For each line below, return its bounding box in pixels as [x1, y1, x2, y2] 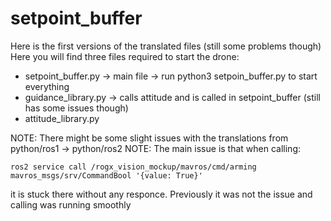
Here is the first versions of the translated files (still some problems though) [10, 40, 322, 52]
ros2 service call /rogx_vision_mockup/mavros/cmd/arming [10, 162, 257, 172]
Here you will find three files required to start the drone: [10, 50, 240, 62]
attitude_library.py [24, 112, 100, 124]
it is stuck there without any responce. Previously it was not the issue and [10, 188, 313, 200]
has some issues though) [24, 102, 129, 114]
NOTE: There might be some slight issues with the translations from [10, 132, 289, 144]
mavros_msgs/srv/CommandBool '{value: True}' [10, 170, 203, 181]
